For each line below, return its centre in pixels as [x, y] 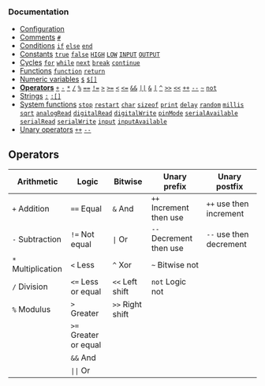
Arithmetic [37, 182]
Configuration [42, 29]
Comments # [40, 37]
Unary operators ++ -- [55, 129]
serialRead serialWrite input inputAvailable [93, 122]
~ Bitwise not [175, 265]
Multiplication [37, 269]
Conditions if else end [56, 46]
